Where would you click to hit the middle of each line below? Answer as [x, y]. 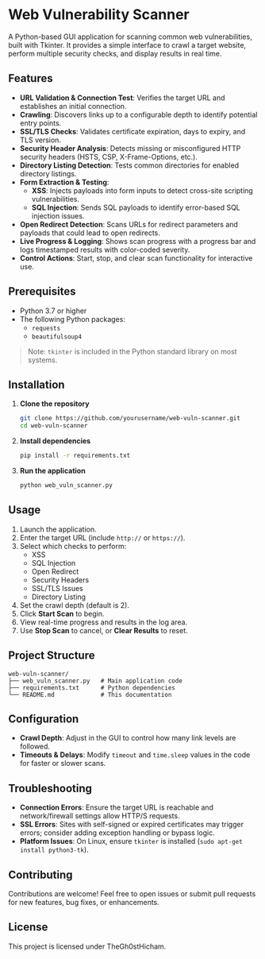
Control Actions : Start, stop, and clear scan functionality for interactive [136, 258]
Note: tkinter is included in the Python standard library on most [132, 351]
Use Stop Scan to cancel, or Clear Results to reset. [104, 630]
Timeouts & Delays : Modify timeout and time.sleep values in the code [135, 755]
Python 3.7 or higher [53, 311]
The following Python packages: [72, 319]
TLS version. [40, 140]
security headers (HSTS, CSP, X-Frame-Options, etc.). [109, 157]
